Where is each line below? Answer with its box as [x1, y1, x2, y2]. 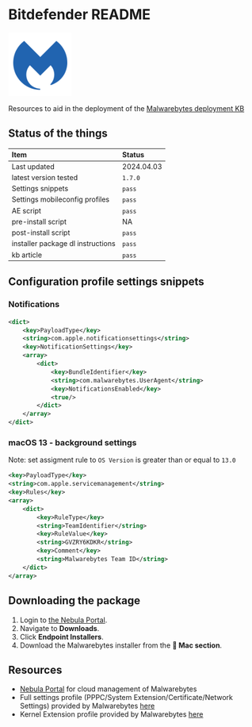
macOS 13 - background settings [8, 437, 137, 448]
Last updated [11, 161, 55, 171]
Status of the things [8, 127, 109, 140]
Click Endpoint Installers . [19, 632, 105, 641]
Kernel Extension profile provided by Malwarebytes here [19, 710, 204, 719]
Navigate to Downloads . [19, 623, 100, 633]
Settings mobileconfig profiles [11, 194, 109, 204]
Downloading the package [8, 594, 141, 608]
